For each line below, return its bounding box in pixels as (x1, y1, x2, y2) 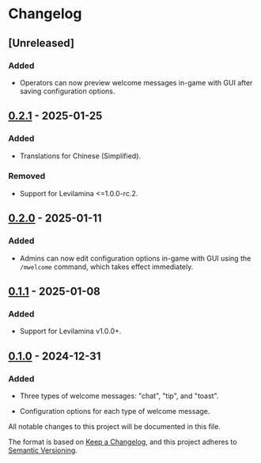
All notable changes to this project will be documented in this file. (8, 421, 221, 431)
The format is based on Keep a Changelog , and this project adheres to (8, 437, 237, 446)
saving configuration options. (19, 86, 115, 96)
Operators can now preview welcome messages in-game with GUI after (19, 78, 253, 87)
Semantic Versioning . (8, 445, 78, 455)
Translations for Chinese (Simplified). (19, 151, 141, 161)
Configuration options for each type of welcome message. (19, 406, 210, 416)
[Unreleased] (8, 36, 75, 50)
